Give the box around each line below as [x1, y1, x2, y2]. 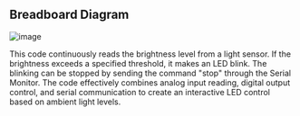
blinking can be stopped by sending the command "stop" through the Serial [9, 67, 292, 78]
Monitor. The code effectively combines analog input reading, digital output [9, 76, 291, 88]
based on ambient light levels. [9, 96, 121, 107]
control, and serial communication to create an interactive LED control [9, 86, 270, 97]
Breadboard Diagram [9, 7, 130, 22]
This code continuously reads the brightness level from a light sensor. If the [9, 49, 292, 59]
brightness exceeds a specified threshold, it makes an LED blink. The [9, 58, 267, 68]
